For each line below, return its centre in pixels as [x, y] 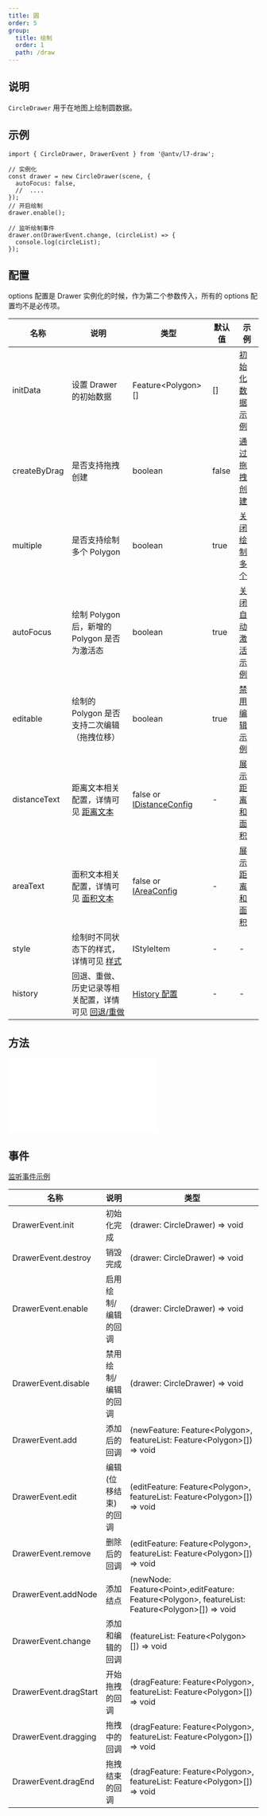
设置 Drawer [94, 385]
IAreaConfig [155, 891]
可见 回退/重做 [98, 1012]
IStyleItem [151, 949]
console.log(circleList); [58, 242]
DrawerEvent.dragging [54, 1737]
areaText [29, 886]
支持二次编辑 [95, 726]
